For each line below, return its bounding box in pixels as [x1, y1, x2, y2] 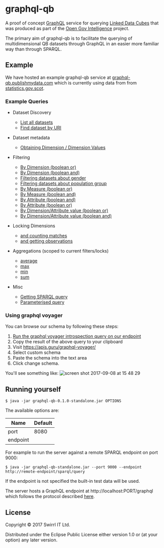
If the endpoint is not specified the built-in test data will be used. [5, 478, 140, 484]
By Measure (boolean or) [20, 186, 73, 192]
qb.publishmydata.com [5, 79, 53, 86]
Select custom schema [12, 349, 61, 355]
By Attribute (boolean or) [20, 202, 73, 208]
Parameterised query [20, 299, 64, 306]
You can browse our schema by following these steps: [5, 323, 119, 330]
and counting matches [20, 233, 68, 239]
